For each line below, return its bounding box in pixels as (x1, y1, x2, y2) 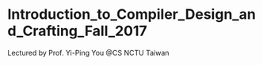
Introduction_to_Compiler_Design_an (7, 5, 257, 23)
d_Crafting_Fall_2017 (7, 22, 147, 40)
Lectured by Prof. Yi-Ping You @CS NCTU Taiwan (7, 48, 170, 57)
